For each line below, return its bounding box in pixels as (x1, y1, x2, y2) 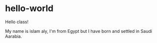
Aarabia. (5, 33, 22, 39)
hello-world (5, 3, 54, 14)
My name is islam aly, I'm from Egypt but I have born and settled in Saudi (5, 28, 152, 34)
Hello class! (5, 19, 28, 25)
